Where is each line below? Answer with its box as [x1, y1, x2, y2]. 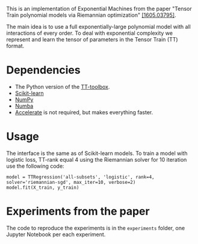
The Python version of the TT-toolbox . [14, 83, 110, 90]
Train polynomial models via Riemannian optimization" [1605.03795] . [6, 11, 176, 19]
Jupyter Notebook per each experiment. [6, 231, 106, 238]
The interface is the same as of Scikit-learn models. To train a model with [6, 150, 188, 157]
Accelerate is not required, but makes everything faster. [14, 108, 153, 116]
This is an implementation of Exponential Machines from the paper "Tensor [6, 5, 192, 12]
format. [6, 42, 25, 49]
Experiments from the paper [6, 204, 150, 218]
